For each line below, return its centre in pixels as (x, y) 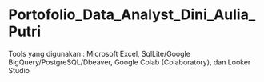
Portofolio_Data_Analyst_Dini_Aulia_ (132, 15)
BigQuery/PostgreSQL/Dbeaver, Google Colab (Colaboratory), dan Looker (130, 62)
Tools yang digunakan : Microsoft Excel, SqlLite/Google (99, 53)
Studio (19, 70)
